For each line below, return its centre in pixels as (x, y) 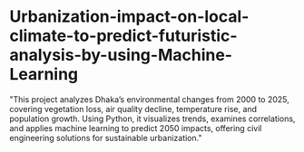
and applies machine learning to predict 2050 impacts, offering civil (136, 128)
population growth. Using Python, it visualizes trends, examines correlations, (152, 119)
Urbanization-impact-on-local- (129, 17)
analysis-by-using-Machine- (121, 55)
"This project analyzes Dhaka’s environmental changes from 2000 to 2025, (150, 99)
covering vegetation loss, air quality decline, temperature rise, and (133, 109)
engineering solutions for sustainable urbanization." (106, 138)
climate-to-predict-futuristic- (123, 36)
